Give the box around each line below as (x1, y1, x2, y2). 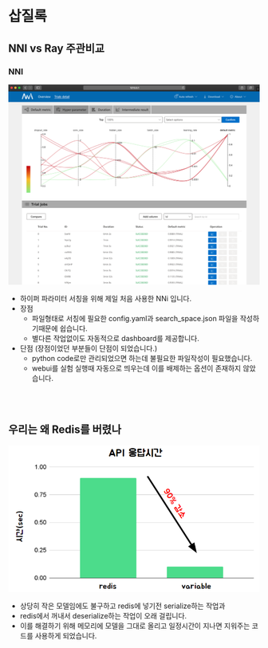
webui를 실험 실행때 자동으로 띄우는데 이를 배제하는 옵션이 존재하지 (31, 363, 242, 373)
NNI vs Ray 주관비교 (8, 41, 105, 55)
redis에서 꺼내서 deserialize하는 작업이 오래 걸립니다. (19, 611, 187, 620)
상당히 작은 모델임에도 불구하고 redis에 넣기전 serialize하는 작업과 (19, 601, 226, 611)
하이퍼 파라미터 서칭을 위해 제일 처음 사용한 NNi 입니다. (19, 293, 192, 303)
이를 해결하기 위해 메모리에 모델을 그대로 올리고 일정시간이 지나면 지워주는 (19, 621, 250, 630)
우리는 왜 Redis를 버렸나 (8, 423, 122, 437)
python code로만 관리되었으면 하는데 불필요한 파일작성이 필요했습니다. (31, 353, 253, 363)
